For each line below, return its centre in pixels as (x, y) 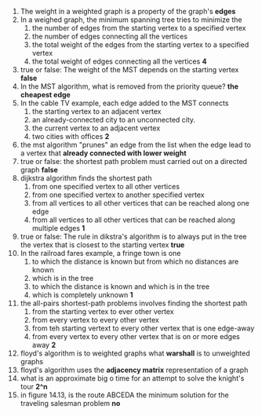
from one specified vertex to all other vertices (106, 186)
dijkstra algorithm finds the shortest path (86, 178)
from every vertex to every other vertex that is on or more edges (136, 336)
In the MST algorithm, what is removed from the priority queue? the (129, 86)
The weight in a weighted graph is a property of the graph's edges (128, 11)
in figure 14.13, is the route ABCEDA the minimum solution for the (125, 395)
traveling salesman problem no (70, 403)
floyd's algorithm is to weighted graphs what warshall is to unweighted (135, 353)
